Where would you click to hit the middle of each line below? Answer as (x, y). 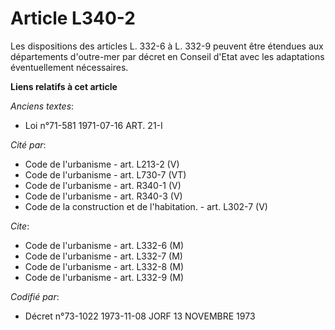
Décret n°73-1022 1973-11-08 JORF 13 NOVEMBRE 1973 (140, 316)
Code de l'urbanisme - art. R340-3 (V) (103, 196)
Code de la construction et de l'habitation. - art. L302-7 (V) (146, 206)
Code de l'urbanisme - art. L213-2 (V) (102, 164)
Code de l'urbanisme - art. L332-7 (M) (103, 256)
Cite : (20, 226)
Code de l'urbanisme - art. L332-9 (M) (104, 277)
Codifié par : (35, 296)
